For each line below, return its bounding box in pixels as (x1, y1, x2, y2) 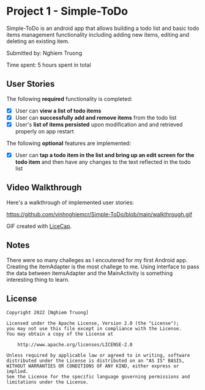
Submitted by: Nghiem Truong (6, 49, 83, 56)
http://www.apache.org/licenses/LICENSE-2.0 (17, 342, 133, 348)
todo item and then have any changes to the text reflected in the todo (15, 158, 191, 166)
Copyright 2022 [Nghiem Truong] (6, 310, 89, 316)
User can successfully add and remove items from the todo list (15, 114, 177, 121)
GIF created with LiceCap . (6, 222, 72, 230)
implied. (6, 369, 29, 375)
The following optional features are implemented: (6, 139, 132, 147)
